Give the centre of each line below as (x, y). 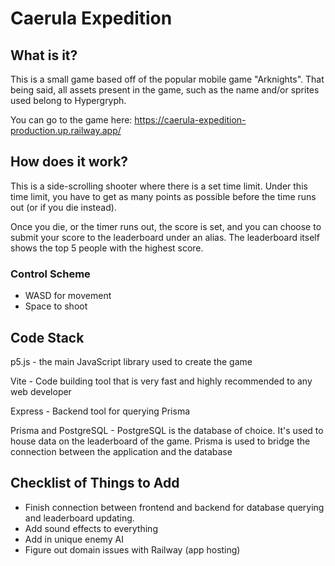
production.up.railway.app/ (66, 130)
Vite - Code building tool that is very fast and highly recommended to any (161, 381)
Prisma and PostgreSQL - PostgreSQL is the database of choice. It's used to (167, 430)
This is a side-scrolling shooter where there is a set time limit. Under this (159, 186)
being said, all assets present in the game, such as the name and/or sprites (165, 90)
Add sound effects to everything (91, 528)
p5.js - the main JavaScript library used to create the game (131, 361)
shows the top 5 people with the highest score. (107, 248)
